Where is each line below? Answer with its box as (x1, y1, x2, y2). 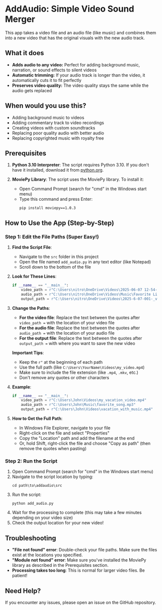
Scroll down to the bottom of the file (19, 264, 91, 270)
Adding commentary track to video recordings (12, 120, 104, 126)
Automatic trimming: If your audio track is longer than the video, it (12, 72, 146, 78)
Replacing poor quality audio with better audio (12, 130, 104, 136)
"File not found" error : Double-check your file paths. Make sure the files (12, 547, 157, 553)
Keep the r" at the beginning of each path (19, 359, 103, 365)
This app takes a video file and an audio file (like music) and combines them (5, 30, 156, 35)
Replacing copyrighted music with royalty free (12, 135, 104, 141)
